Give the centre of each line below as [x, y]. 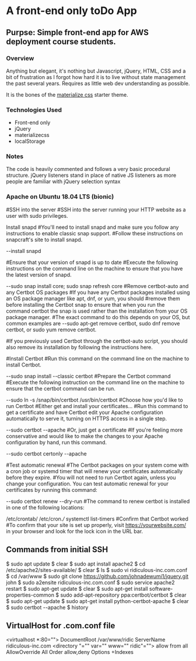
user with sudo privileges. [37, 215]
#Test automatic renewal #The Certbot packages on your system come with [97, 465]
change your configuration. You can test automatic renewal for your [87, 484]
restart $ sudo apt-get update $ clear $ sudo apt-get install [77, 588]
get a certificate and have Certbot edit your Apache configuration [85, 412]
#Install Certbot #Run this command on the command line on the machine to [98, 358]
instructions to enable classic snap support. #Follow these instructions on [94, 233]
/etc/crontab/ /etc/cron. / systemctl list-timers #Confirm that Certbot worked [97, 519]
